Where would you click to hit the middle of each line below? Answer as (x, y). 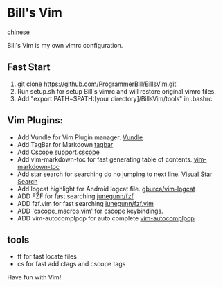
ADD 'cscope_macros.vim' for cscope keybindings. (90, 211)
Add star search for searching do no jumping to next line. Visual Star (115, 174)
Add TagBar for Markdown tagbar (65, 144)
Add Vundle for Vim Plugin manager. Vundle (80, 137)
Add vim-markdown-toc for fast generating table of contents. (105, 159)
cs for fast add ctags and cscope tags (71, 264)
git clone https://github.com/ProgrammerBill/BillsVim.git (97, 84)
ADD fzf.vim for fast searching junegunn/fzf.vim (85, 203)
